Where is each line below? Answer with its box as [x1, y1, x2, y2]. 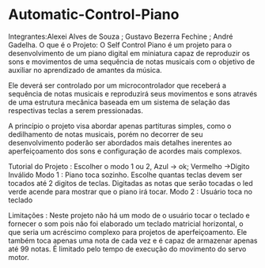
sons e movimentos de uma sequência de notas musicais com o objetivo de [8, 57, 256, 66]
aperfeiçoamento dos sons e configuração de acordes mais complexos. [8, 146, 243, 156]
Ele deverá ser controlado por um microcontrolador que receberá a [8, 81, 227, 90]
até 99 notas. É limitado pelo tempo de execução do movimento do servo [8, 243, 247, 254]
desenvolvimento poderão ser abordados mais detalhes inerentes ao [8, 138, 232, 147]
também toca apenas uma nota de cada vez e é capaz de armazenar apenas [8, 236, 258, 245]
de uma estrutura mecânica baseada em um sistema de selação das [8, 97, 231, 107]
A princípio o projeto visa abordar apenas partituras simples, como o [8, 121, 232, 130]
